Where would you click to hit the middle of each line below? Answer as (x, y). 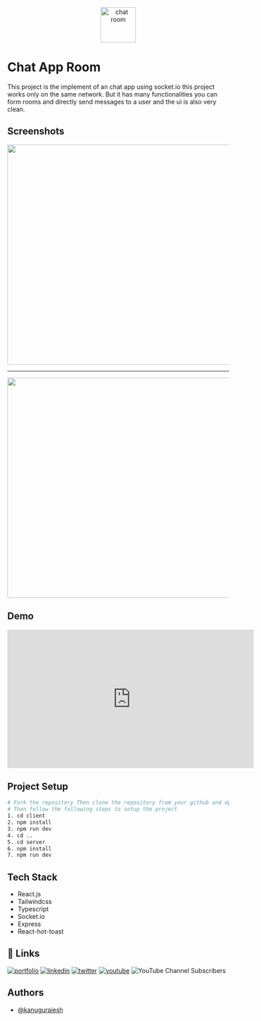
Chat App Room (54, 67)
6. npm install (30, 848)
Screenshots (36, 131)
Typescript (33, 909)
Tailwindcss (34, 902)
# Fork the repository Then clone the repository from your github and (114, 803)
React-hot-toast (40, 932)
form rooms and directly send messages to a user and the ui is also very (112, 101)
